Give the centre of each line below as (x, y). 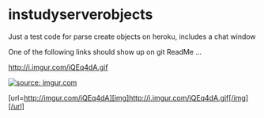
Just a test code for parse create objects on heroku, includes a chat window (132, 36)
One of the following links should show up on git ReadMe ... (105, 51)
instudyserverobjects (81, 15)
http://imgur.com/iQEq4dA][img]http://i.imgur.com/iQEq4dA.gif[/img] (136, 97)
